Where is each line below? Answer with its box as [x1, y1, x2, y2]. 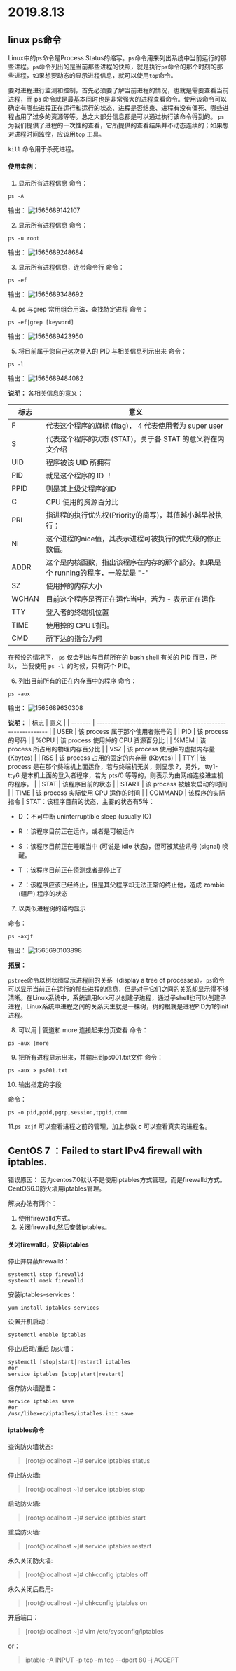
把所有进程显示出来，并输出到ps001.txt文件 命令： [18, 1053, 164, 1062]
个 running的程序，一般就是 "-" [46, 568, 149, 578]
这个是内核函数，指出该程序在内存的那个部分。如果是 [46, 557, 221, 567]
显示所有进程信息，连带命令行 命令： [18, 263, 125, 272]
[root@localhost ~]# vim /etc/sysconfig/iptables [25, 1628, 164, 1636]
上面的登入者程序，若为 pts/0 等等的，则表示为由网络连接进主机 [39, 771, 224, 779]
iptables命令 [8, 1426, 45, 1434]
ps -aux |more [8, 1040, 50, 1047]
